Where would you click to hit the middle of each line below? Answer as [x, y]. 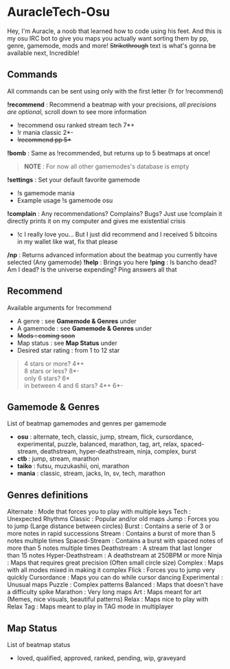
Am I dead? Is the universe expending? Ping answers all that [92, 270]
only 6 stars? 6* [47, 378]
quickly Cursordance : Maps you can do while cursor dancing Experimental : [115, 578]
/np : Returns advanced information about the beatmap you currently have [112, 254]
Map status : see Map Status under [67, 343]
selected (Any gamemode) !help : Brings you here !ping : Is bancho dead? [112, 262]
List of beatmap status [39, 645]
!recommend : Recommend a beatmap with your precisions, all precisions [112, 105]
